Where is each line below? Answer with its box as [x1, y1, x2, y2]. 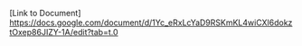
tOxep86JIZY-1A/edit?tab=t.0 [9, 27, 119, 37]
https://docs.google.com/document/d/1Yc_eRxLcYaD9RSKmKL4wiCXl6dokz [9, 17, 293, 28]
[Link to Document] [9, 8, 81, 18]
